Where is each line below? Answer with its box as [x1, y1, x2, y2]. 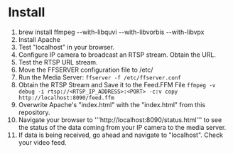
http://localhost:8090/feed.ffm [18, 94, 114, 101]
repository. [18, 108, 50, 116]
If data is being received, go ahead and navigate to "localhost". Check [18, 131, 223, 139]
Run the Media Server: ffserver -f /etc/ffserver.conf [18, 72, 182, 82]
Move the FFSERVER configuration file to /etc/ [18, 65, 153, 74]
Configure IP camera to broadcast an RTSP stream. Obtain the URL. [18, 50, 216, 59]
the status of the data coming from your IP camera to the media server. [18, 123, 227, 131]
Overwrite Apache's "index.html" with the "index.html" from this [18, 100, 205, 109]
